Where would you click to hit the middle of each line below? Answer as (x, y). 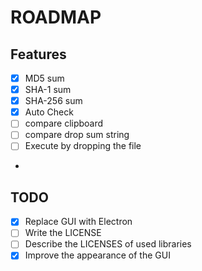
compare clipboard (64, 123)
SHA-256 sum (53, 101)
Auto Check (49, 112)
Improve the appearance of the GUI (97, 255)
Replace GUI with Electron (78, 222)
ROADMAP (56, 17)
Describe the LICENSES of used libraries (108, 244)
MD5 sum (44, 78)
